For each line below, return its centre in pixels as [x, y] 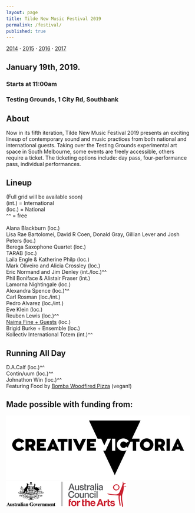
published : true [26, 31]
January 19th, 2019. [43, 67]
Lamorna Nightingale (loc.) [39, 284]
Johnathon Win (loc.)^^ [34, 379]
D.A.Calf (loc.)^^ [26, 367]
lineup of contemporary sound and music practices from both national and [96, 139]
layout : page [22, 12]
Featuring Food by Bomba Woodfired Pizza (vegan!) [69, 386]
